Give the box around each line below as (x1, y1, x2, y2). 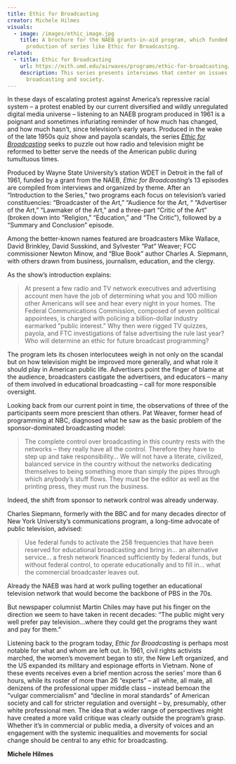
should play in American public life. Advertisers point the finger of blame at (7, 365, 224, 374)
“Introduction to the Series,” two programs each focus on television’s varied (7, 191, 226, 199)
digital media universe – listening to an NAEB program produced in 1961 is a (7, 110, 225, 118)
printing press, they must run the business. (24, 482, 149, 491)
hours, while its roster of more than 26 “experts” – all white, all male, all (7, 677, 213, 685)
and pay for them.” (7, 625, 61, 634)
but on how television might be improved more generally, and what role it (7, 358, 218, 366)
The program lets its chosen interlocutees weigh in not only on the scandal (7, 350, 223, 359)
